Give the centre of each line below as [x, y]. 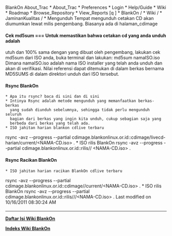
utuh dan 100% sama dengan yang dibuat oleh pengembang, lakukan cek [83, 52]
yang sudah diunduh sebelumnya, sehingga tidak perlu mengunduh [80, 110]
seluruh [14, 115]
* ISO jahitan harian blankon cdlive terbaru [55, 128]
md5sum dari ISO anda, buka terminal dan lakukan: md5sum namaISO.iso [83, 58]
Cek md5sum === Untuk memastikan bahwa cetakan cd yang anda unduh [86, 35]
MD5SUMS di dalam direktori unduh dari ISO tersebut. [62, 74]
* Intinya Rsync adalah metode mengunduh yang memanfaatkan [71, 101]
